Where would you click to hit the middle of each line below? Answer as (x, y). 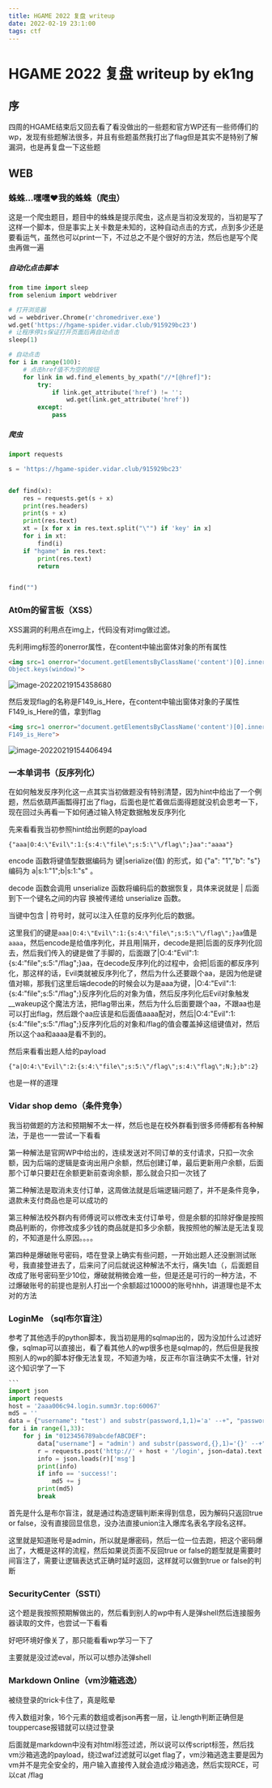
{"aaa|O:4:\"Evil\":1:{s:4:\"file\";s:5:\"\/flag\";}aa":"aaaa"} (121, 845)
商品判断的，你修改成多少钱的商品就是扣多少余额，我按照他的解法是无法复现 (136, 1227)
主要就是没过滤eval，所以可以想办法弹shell (80, 1657)
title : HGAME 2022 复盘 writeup (62, 16)
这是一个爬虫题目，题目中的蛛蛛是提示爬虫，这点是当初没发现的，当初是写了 (136, 217)
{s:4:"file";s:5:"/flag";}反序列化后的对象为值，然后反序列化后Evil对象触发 (129, 993)
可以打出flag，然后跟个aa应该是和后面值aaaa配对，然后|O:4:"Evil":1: (122, 1014)
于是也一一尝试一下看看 (62, 1135)
